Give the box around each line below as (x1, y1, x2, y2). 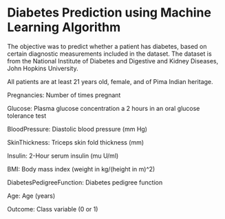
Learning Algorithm (7, 19, 121, 35)
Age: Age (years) (7, 191, 56, 200)
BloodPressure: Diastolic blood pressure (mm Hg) (7, 125, 148, 133)
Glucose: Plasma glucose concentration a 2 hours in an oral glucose (7, 104, 200, 112)
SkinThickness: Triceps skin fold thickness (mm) (7, 138, 144, 146)
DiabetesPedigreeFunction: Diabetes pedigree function (7, 178, 163, 187)
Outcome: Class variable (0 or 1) (7, 205, 98, 213)
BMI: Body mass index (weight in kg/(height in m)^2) (7, 165, 156, 173)
